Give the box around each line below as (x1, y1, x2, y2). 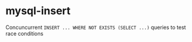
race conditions (5, 30, 44, 37)
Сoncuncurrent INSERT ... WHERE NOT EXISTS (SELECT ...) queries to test (5, 24, 187, 31)
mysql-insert (5, 4, 71, 18)
